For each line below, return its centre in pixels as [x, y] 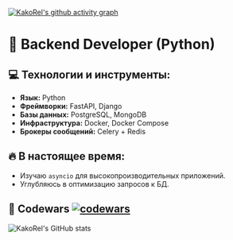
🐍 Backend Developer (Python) [112, 45]
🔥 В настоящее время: [67, 156]
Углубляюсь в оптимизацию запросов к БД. [94, 184]
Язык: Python [43, 98]
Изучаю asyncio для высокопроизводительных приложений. [122, 176]
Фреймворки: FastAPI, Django [71, 106]
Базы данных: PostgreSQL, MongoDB [83, 114]
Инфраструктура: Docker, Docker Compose [94, 123]
